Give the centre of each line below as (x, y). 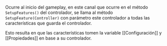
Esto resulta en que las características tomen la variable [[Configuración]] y (83, 33)
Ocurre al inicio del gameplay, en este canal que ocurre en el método (77, 7)
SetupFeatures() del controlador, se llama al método (59, 12)
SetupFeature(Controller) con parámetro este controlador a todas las (77, 18)
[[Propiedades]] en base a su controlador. (49, 38)
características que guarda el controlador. (49, 23)
